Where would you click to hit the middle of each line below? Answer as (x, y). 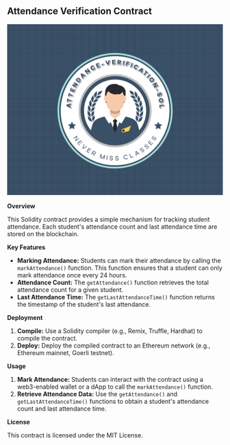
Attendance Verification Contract (80, 11)
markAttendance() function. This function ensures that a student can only (119, 268)
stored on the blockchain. (43, 233)
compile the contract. (47, 338)
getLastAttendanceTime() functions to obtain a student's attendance (113, 401)
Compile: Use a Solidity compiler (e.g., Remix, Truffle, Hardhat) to (110, 331)
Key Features (26, 247)
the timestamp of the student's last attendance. (84, 304)
